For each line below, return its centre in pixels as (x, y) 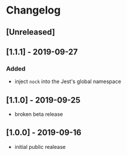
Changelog (33, 10)
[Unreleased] (31, 32)
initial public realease (40, 147)
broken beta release (39, 114)
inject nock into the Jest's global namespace (68, 82)
